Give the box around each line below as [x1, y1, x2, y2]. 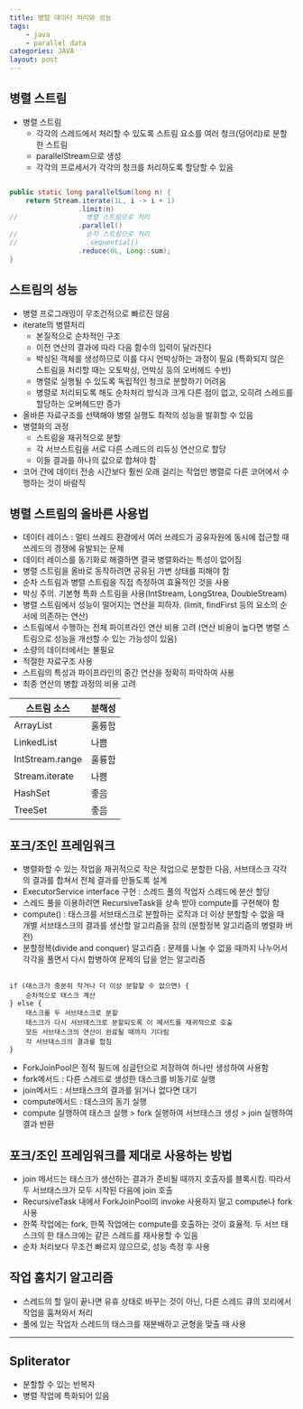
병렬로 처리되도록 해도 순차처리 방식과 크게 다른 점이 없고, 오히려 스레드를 [35, 387, 294, 397]
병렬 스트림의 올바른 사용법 [9, 506, 149, 521]
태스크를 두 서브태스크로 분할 [25, 1009, 119, 1018]
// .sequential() [9, 238, 140, 247]
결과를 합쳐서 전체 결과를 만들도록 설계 [32, 875, 168, 886]
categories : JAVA [9, 47, 75, 56]
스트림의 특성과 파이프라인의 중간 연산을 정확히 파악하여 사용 [22, 667, 235, 678]
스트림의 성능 [9, 282, 78, 298]
